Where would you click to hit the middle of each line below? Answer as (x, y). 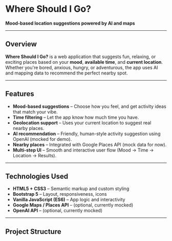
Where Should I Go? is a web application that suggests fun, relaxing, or (81, 57)
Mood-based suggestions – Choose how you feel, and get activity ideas (89, 106)
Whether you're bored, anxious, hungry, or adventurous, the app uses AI (82, 67)
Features (20, 94)
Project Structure (33, 231)
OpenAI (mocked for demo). (42, 139)
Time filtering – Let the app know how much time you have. (76, 117)
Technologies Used (37, 176)
